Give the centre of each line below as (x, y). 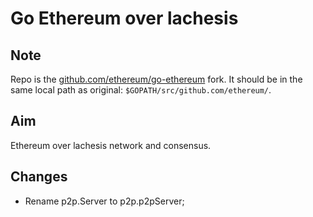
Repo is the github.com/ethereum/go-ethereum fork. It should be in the (156, 79)
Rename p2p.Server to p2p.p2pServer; (104, 201)
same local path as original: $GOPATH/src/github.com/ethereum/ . (141, 90)
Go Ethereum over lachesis (124, 18)
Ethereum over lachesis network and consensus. (111, 145)
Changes (39, 177)
